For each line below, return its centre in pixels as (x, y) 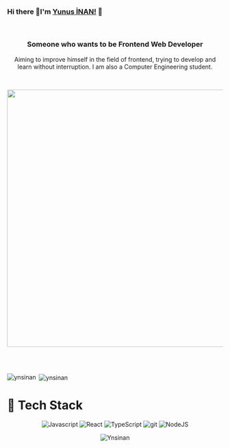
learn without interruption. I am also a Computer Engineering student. (115, 67)
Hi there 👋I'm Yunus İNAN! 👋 (55, 12)
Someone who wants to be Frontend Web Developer (115, 45)
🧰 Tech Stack (45, 405)
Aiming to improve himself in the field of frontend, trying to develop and (115, 59)
